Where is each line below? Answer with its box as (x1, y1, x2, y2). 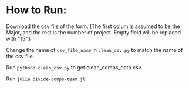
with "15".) (6, 35, 31, 42)
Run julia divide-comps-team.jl (6, 75, 86, 82)
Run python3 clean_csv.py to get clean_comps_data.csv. (6, 64, 143, 71)
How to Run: (6, 3, 67, 17)
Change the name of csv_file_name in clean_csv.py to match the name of (6, 46, 183, 53)
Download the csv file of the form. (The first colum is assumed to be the (6, 23, 180, 30)
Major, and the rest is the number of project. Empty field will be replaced (6, 29, 181, 36)
